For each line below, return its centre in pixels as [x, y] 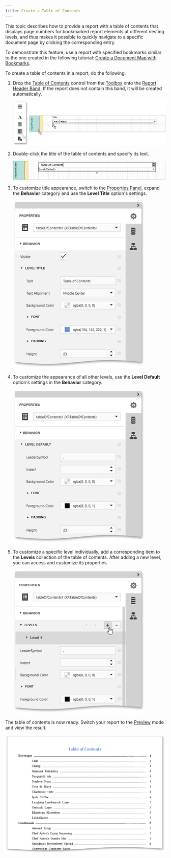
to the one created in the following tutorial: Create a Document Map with [81, 58]
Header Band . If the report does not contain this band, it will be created [87, 88]
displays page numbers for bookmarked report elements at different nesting [85, 31]
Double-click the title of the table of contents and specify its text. [81, 154]
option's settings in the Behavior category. [58, 382]
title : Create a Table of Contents [43, 11]
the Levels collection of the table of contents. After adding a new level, [87, 557]
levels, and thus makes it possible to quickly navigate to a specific [74, 37]
